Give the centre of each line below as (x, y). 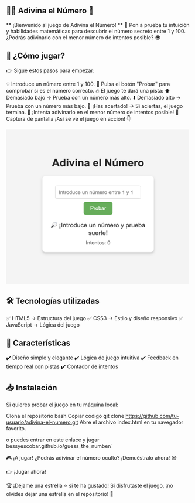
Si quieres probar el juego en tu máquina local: (62, 405)
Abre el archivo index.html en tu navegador (131, 422)
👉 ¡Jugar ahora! (26, 472)
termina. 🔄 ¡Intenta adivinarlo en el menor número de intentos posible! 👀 (93, 112)
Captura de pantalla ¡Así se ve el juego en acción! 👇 (69, 118)
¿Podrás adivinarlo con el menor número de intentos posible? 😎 (83, 37)
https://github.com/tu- (152, 416)
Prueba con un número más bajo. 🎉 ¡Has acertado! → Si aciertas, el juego (95, 106)
